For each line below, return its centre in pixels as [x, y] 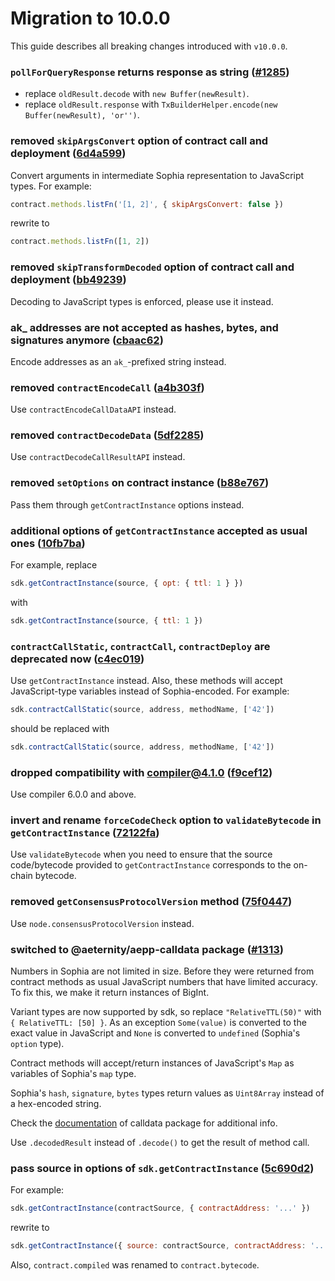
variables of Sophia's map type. [73, 1074]
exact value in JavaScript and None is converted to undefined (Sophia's [155, 1033]
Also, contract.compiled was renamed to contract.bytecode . [135, 1265]
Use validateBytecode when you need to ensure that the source [141, 854]
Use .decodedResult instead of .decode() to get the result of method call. [160, 1143]
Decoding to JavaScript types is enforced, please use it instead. [142, 301]
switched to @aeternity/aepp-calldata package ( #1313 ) [147, 949]
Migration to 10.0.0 [90, 18]
